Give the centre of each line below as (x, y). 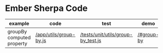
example (19, 23)
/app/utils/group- (56, 34)
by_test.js (90, 40)
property (17, 43)
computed (19, 37)
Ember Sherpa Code (47, 8)
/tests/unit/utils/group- (106, 34)
